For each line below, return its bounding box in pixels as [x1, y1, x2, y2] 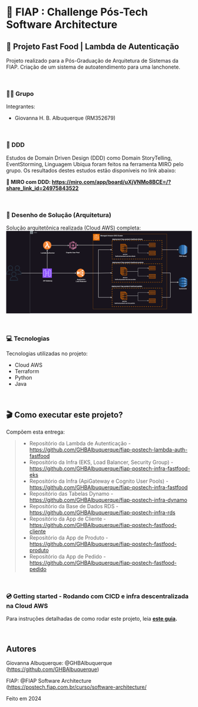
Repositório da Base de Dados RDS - [29, 502, 119, 509]
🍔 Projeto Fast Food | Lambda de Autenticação [6, 41, 180, 51]
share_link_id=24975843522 [6, 185, 79, 192]
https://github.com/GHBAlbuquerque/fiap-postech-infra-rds [29, 509, 176, 516]
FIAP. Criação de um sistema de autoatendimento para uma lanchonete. [6, 63, 181, 70]
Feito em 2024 [6, 695, 42, 702]
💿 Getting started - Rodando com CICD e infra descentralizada [6, 592, 189, 600]
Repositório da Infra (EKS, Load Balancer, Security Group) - [29, 459, 174, 466]
